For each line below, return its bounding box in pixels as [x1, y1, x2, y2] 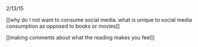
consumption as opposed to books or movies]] [6, 23, 120, 29]
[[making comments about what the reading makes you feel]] [6, 34, 155, 41]
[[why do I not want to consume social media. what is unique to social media [6, 16, 192, 23]
